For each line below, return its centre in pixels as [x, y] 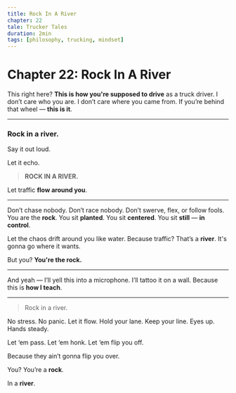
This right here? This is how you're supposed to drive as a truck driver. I [113, 94]
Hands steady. [28, 329]
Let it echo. [24, 163]
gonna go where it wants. [44, 246]
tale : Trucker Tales [38, 27]
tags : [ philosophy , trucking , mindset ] [66, 40]
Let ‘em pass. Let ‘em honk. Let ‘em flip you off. [76, 342]
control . [19, 225]
